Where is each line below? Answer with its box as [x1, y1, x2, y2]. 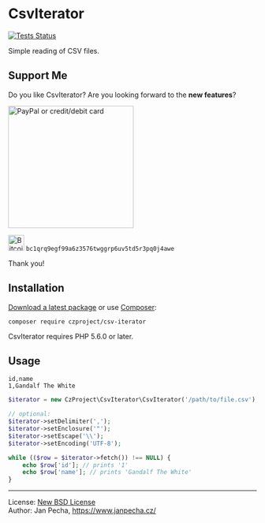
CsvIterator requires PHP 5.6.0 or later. [8, 331, 134, 341]
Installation [8, 282, 65, 295]
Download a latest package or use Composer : [8, 302, 157, 312]
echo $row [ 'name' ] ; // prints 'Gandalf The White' [22, 469, 192, 476]
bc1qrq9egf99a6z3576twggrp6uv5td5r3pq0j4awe [25, 245, 175, 252]
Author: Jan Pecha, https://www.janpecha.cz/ [8, 506, 156, 515]
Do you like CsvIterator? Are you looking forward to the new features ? [8, 90, 237, 99]
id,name [8, 375, 34, 383]
